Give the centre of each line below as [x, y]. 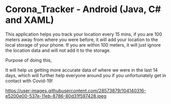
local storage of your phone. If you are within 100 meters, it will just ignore [83, 45]
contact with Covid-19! [29, 81]
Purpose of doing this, [29, 60]
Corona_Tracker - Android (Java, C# [83, 9]
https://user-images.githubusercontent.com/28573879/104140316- [76, 90]
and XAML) [30, 20]
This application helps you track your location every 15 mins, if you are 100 [84, 34]
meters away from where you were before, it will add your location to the [82, 40]
